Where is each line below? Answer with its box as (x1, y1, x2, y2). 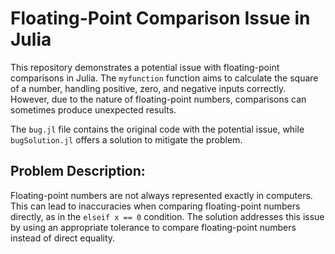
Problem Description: (10, 163, 146, 180)
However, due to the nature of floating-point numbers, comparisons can (10, 93, 307, 105)
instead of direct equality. (10, 232, 116, 244)
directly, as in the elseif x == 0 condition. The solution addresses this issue (10, 210, 325, 222)
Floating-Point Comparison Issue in (10, 7, 311, 30)
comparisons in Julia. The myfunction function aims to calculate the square (10, 72, 319, 84)
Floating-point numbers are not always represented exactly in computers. (10, 189, 313, 201)
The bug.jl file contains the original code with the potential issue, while (10, 123, 305, 135)
